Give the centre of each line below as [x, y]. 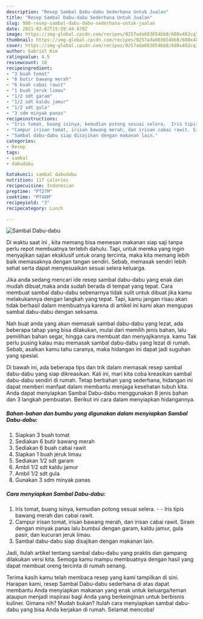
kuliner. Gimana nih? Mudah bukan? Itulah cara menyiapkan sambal [90, 603]
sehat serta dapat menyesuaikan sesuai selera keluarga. [76, 268]
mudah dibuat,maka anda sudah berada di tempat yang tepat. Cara [90, 286]
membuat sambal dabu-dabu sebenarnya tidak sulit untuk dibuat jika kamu [99, 293]
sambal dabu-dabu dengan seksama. [53, 312]
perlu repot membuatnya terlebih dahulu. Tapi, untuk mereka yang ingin [95, 249]
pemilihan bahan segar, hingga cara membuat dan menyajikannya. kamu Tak [101, 337]
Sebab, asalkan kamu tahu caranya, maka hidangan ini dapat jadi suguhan [98, 349]
